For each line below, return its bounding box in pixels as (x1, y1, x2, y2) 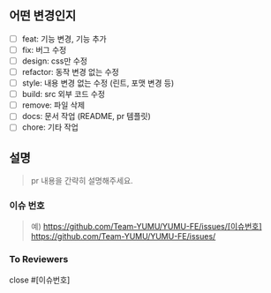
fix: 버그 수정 (21, 44, 67, 55)
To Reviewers (9, 253, 69, 266)
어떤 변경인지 (9, 8, 77, 24)
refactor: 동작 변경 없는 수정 (21, 67, 119, 77)
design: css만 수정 (21, 56, 88, 66)
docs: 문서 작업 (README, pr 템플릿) (21, 111, 152, 122)
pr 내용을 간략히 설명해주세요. (30, 176, 134, 186)
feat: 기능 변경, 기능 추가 (21, 34, 108, 44)
